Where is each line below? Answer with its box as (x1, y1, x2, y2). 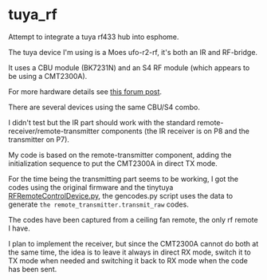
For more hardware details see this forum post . (8, 86, 162, 97)
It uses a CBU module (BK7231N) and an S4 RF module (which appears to (8, 62, 250, 73)
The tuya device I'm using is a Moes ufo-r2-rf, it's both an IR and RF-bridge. (8, 47, 257, 57)
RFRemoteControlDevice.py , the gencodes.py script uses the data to (8, 191, 234, 200)
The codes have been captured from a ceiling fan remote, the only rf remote (8, 215, 258, 224)
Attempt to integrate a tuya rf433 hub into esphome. (8, 32, 179, 41)
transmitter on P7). (8, 134, 70, 144)
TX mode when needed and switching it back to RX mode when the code (8, 255, 249, 265)
